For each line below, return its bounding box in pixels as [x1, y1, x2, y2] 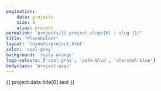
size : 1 [16, 19, 35, 25]
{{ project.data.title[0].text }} [6, 79, 75, 86]
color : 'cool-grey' [6, 47, 54, 52]
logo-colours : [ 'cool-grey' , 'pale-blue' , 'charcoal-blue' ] [6, 57, 156, 63]
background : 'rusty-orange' [6, 52, 75, 58]
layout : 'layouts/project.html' [6, 41, 85, 47]
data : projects [16, 14, 54, 20]
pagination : [6, 8, 35, 15]
